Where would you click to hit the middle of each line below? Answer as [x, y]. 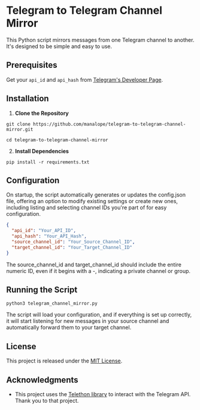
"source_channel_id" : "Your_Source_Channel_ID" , [73, 242]
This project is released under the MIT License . [64, 361]
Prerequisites [32, 65]
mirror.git [20, 129]
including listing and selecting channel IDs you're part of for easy [87, 207]
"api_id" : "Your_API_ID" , [44, 231]
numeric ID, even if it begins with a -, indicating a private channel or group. [98, 271]
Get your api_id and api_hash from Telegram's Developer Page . [85, 79]
